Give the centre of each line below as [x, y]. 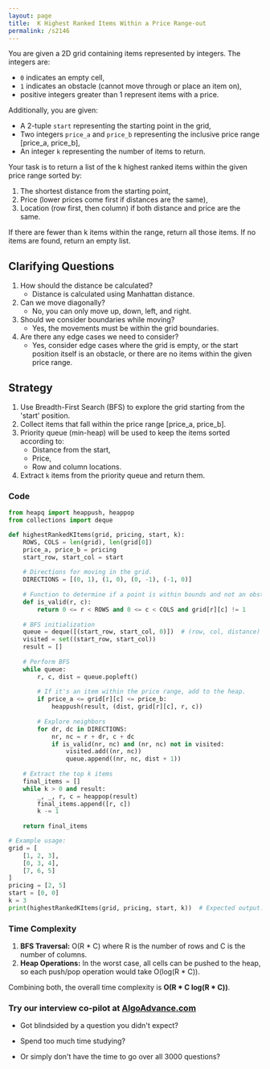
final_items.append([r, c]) [84, 804]
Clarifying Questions [61, 266]
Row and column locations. [77, 467]
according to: [42, 441]
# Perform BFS [46, 661]
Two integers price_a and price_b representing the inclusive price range [139, 134]
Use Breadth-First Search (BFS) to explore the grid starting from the [132, 407]
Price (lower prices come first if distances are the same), [114, 200]
